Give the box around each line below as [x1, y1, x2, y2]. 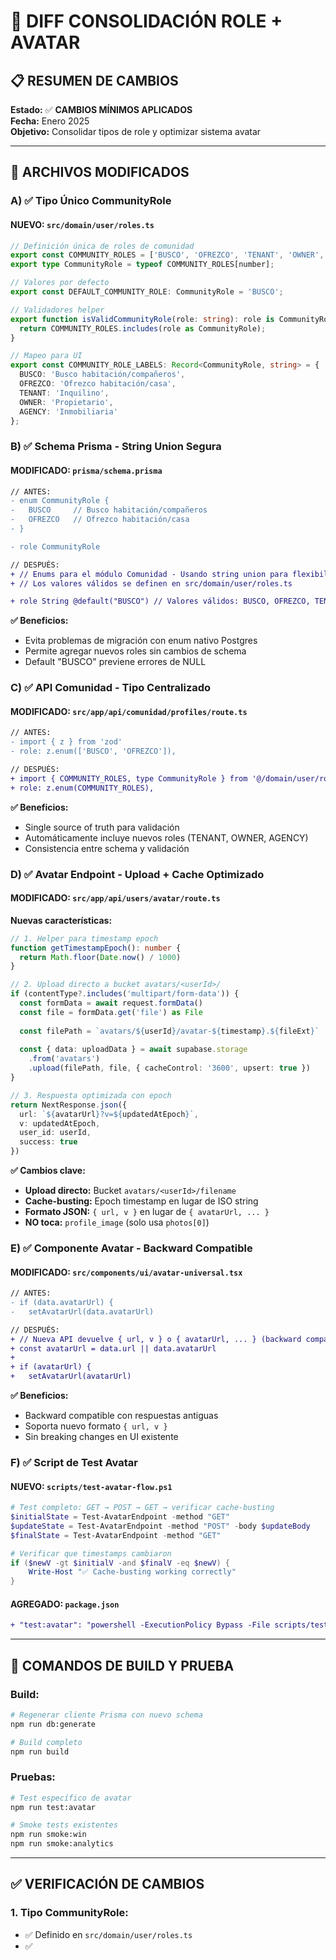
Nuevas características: [10, 914, 113, 926]
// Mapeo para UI [10, 351, 83, 361]
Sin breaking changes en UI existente [24, 1431, 179, 1443]
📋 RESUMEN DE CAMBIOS [10, 72, 179, 89]
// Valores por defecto [10, 278, 110, 288]
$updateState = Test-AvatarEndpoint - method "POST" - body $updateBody [10, 1521, 311, 1531]
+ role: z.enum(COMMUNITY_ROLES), [10, 783, 155, 793]
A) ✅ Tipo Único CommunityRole [10, 194, 172, 208]
